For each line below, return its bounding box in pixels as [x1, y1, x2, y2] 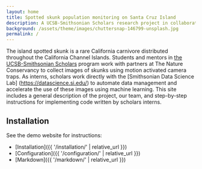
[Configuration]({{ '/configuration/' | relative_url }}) [14, 149, 141, 156]
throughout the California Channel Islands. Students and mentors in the [6, 54, 182, 61]
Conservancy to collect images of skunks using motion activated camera [6, 67, 187, 74]
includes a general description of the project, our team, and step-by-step [6, 92, 188, 99]
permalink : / [6, 31, 39, 37]
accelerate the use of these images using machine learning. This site [6, 86, 177, 93]
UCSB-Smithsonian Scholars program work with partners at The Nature [6, 61, 183, 68]
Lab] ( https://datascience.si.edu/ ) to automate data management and [6, 79, 177, 87]
